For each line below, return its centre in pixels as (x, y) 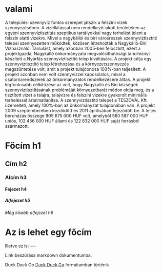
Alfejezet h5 (18, 200)
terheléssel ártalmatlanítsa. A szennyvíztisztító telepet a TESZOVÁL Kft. (76, 100)
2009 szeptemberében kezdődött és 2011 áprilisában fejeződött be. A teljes (81, 110)
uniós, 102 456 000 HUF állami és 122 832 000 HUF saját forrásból (72, 121)
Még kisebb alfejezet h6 (29, 213)
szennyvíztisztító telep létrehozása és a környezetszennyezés (67, 64)
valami (19, 9)
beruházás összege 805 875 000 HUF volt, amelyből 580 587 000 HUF (77, 116)
